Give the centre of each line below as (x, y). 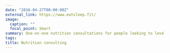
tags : (11, 38)
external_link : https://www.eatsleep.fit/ (51, 15)
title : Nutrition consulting (36, 43)
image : (12, 19)
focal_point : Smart (30, 29)
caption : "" (23, 24)
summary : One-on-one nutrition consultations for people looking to (79, 33)
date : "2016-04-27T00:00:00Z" (37, 10)
